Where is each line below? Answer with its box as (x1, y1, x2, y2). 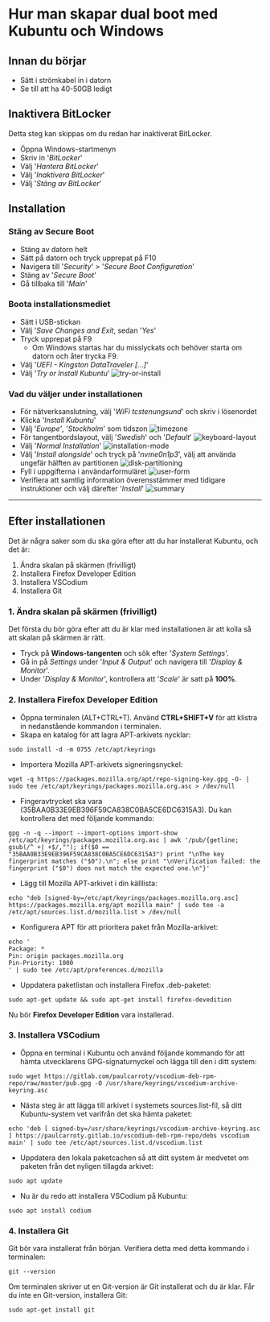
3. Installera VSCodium (8, 1030, 100, 1041)
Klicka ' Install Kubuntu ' (19, 416, 96, 425)
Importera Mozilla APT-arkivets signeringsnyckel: (19, 759, 183, 769)
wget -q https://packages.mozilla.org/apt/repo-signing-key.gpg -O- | (8, 775, 250, 783)
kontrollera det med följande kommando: (19, 813, 155, 823)
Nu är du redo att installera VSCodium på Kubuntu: (19, 1191, 188, 1200)
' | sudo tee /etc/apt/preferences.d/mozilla (8, 966, 163, 974)
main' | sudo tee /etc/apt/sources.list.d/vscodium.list (8, 1138, 203, 1146)
